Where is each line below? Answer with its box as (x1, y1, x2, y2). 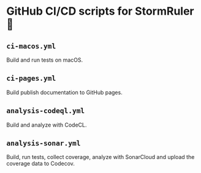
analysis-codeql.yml (6, 106, 85, 116)
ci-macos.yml (6, 42, 56, 50)
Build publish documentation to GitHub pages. (6, 89, 123, 96)
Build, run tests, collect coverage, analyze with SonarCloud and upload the (6, 153, 195, 161)
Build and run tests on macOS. (6, 56, 83, 64)
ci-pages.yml (6, 74, 56, 83)
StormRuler (134, 4, 194, 18)
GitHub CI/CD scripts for (6, 4, 133, 18)
